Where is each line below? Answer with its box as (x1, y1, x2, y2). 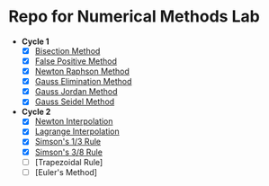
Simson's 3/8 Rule (34, 146, 103, 157)
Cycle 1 (21, 36, 50, 47)
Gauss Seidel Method (34, 96, 115, 107)
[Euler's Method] (34, 166, 98, 177)
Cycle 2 (21, 106, 51, 118)
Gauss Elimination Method (34, 76, 132, 87)
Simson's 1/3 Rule (34, 137, 101, 147)
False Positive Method (34, 56, 118, 66)
